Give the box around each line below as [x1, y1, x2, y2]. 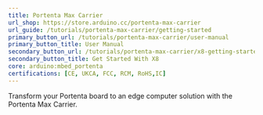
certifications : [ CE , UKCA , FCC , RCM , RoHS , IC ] [8, 70, 167, 77]
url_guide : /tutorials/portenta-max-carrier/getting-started [8, 26, 212, 34]
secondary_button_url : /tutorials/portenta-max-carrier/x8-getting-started [8, 48, 261, 56]
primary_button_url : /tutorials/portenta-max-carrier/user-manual [8, 33, 229, 41]
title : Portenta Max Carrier [8, 11, 103, 20]
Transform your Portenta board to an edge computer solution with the [8, 91, 233, 100]
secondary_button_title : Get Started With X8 [8, 56, 159, 63]
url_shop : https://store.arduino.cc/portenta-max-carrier [8, 19, 201, 27]
